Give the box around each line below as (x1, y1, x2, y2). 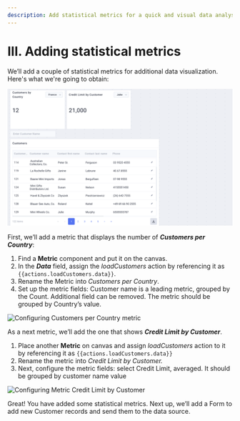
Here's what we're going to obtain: (7, 74, 109, 83)
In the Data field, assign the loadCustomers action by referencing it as (17, 262, 225, 270)
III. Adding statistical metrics (7, 43, 181, 59)
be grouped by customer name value (17, 372, 127, 380)
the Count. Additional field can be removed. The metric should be (17, 292, 211, 300)
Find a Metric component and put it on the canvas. (17, 254, 168, 262)
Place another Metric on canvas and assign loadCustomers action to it (17, 341, 226, 350)
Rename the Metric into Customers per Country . (17, 277, 159, 285)
